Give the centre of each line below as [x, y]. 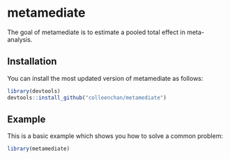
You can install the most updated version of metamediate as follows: [105, 78]
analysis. [20, 39]
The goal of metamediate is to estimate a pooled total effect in [97, 32]
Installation [32, 62]
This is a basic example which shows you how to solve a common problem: [115, 136]
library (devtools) [34, 91]
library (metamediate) [39, 149]
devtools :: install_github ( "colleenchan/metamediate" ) [87, 98]
